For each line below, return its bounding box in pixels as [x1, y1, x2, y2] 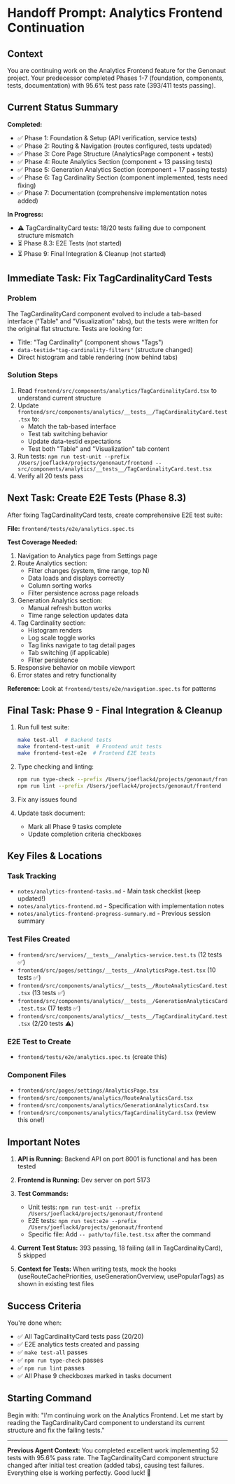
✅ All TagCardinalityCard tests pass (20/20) [17, 1333, 144, 1340]
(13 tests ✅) [31, 988, 66, 997]
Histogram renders [27, 626, 83, 634]
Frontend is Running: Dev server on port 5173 [17, 1176, 150, 1185]
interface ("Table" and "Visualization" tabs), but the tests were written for [7, 317, 219, 325]
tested [17, 1162, 36, 1171]
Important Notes [7, 1136, 80, 1148]
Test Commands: [17, 1189, 69, 1198]
